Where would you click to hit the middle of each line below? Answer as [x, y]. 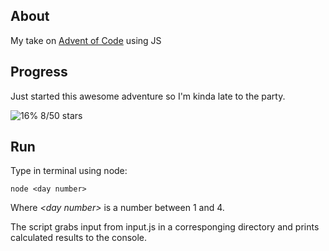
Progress [39, 72]
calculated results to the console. [79, 238]
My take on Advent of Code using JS [86, 40]
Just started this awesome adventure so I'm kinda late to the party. [148, 96]
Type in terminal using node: [69, 171]
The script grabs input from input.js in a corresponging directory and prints [165, 227]
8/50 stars [61, 115]
